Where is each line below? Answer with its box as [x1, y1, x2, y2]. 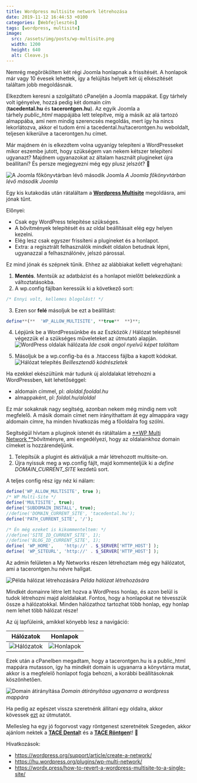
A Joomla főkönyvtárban [125, 171, 186, 178]
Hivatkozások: [6, 741, 41, 747]
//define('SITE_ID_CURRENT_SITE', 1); [6, 532, 101, 538]
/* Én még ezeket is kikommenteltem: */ [6, 527, 107, 532]
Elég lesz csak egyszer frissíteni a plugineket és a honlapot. [14, 236, 160, 244]
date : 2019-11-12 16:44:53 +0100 [6, 14, 88, 20]
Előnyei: [6, 206, 25, 214]
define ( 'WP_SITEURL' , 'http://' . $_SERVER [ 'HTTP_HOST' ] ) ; [6, 548, 159, 555]
